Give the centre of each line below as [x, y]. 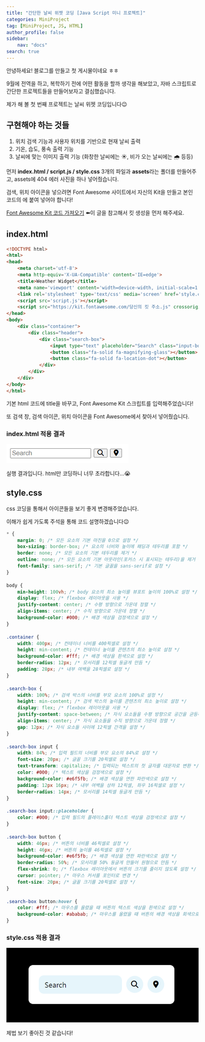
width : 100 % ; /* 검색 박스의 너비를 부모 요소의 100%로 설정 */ [90, 695]
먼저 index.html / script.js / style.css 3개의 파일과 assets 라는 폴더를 [91, 171]
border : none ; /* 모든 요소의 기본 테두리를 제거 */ [77, 553]
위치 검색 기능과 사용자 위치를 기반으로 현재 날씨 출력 [78, 141]
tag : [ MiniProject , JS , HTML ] [45, 26]
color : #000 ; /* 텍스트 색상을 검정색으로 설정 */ [75, 773]
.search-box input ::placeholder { [50, 811]
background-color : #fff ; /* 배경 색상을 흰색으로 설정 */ [85, 656]
